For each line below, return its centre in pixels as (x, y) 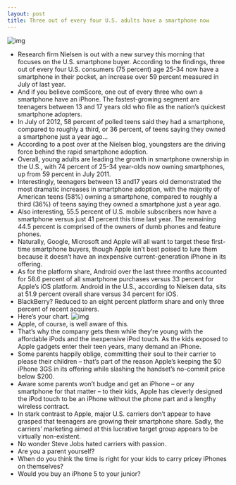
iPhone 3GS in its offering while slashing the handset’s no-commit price (121, 369)
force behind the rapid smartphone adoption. (83, 152)
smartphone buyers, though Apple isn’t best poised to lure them (125, 249)
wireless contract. (44, 406)
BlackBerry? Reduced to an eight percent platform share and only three (121, 301)
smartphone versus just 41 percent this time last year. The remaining (117, 219)
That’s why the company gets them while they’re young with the (110, 331)
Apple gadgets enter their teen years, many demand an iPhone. (110, 346)
